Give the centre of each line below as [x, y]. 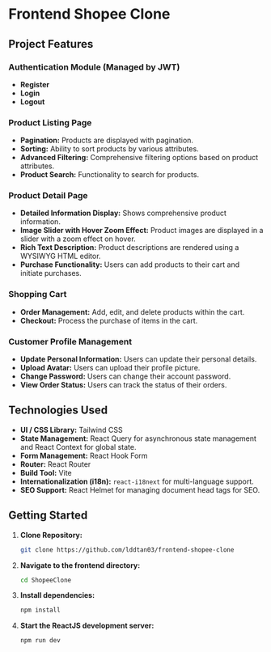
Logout [32, 101]
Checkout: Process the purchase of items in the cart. [109, 320]
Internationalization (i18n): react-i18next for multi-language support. [137, 481]
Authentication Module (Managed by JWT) [94, 67]
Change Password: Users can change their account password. [125, 376]
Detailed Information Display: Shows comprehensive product [123, 213]
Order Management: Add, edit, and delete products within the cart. [132, 311]
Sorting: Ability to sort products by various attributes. [110, 149]
